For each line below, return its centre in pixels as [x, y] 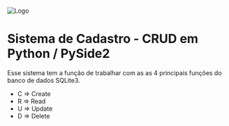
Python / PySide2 [59, 54]
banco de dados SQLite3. [44, 80]
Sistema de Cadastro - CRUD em [103, 39]
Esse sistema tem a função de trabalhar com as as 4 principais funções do [114, 72]
